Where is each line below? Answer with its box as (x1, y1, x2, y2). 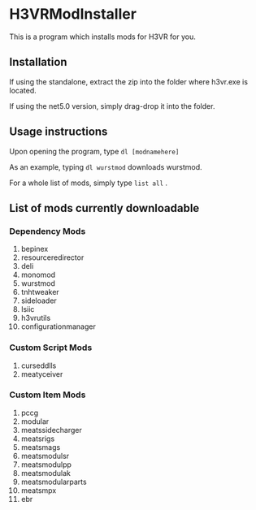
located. (9, 85, 37, 95)
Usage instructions (9, 125, 108, 139)
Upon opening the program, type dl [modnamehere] (9, 146, 180, 156)
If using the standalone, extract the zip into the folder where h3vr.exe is (9, 76, 249, 86)
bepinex (20, 244, 49, 254)
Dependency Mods (9, 225, 86, 236)
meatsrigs (20, 434, 55, 443)
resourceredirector (20, 253, 85, 262)
